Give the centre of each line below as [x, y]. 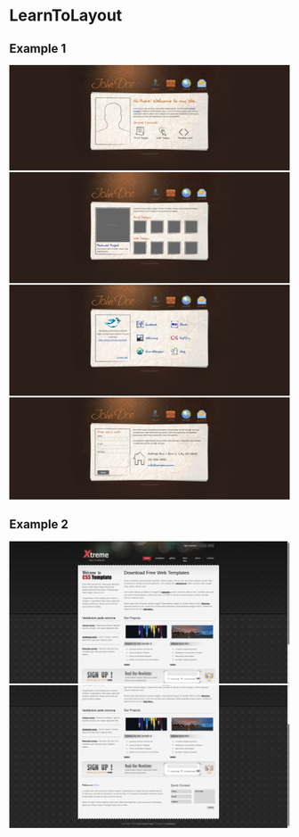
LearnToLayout [66, 16]
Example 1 [38, 49]
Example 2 [39, 524]
